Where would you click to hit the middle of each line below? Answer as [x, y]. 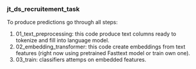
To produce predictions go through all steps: [62, 22]
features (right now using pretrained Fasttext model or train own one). [103, 53]
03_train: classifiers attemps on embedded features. [81, 60]
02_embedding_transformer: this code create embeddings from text [100, 47]
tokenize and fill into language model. [63, 41]
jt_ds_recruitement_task [43, 9]
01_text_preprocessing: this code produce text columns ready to [96, 34]
